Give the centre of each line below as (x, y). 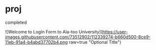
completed (16, 22)
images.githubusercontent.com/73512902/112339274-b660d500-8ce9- (78, 37)
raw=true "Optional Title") (95, 42)
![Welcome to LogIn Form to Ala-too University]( (54, 32)
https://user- (115, 32)
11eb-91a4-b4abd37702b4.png (36, 42)
